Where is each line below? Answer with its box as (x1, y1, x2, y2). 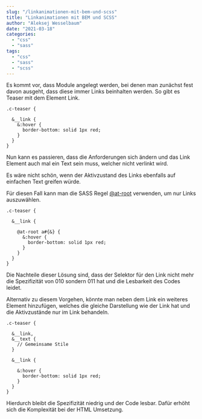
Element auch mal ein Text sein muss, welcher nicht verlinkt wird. (6, 160, 169, 167)
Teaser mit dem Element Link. (6, 94, 80, 101)
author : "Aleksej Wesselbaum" (6, 20, 83, 26)
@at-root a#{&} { (17, 229, 61, 235)
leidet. (6, 284, 22, 292)
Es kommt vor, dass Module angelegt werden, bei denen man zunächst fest (6, 82, 194, 89)
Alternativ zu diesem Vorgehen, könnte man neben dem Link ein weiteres (6, 296, 188, 303)
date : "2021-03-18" (6, 25, 55, 32)
